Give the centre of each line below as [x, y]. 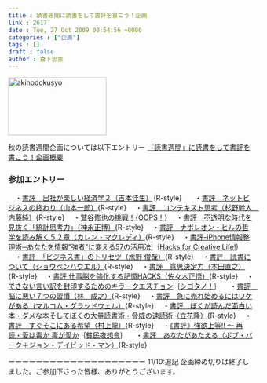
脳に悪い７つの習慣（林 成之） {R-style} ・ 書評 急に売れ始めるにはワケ [130, 296]
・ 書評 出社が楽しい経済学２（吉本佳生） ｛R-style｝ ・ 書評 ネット [129, 198]
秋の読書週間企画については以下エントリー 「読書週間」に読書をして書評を [129, 147]
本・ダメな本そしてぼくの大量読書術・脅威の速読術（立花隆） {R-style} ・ [130, 316]
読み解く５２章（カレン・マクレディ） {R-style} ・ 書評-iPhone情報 [132, 237]
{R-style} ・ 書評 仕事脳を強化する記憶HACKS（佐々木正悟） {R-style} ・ [131, 276]
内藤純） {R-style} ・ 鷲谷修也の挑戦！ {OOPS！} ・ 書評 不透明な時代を [130, 217]
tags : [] [24, 45]
